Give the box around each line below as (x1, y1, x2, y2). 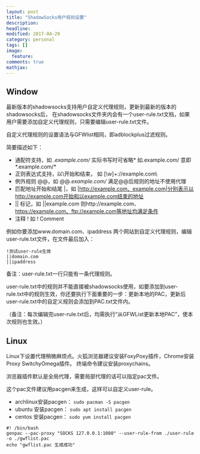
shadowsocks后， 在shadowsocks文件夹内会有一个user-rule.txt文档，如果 (6, 111, 190, 118)
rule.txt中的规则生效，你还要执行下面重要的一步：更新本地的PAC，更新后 (6, 290, 186, 298)
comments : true (6, 59, 44, 65)
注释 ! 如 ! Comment (14, 215, 64, 222)
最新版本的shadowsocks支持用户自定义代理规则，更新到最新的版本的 (6, 103, 177, 111)
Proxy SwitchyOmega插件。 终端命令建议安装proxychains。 (6, 360, 154, 367)
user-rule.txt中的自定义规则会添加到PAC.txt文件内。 (6, 298, 134, 305)
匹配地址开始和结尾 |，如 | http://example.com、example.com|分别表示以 (14, 185, 194, 192)
